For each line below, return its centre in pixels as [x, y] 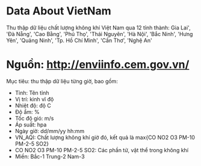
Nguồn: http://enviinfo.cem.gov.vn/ [98, 65]
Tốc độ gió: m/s [34, 118]
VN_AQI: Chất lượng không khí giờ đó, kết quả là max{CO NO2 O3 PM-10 [105, 137]
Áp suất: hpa [31, 125]
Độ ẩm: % [27, 111]
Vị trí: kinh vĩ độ [34, 99]
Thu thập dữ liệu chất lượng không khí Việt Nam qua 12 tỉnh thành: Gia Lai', [98, 28]
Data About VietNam [59, 11]
